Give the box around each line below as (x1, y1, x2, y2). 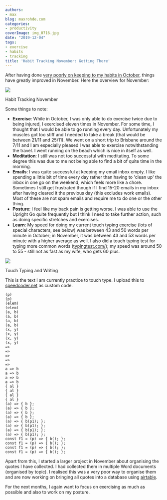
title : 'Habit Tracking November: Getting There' (5, 58, 111, 63)
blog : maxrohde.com (5, 16, 46, 21)
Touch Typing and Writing (5, 268, 58, 274)
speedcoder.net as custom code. (5, 283, 73, 289)
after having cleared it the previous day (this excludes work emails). (12, 190, 152, 196)
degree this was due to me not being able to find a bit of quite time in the (12, 158, 162, 164)
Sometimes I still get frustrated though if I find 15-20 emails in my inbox (12, 185, 159, 191)
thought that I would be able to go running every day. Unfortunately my (12, 126, 159, 132)
